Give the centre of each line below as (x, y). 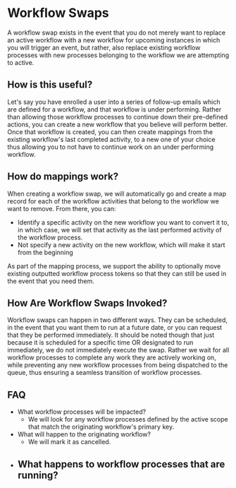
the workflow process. (50, 237)
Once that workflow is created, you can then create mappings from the (110, 131)
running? (38, 475)
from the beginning (45, 252)
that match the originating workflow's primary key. (101, 427)
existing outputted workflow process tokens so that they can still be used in (117, 273)
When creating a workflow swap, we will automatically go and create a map (117, 194)
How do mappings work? (63, 177)
